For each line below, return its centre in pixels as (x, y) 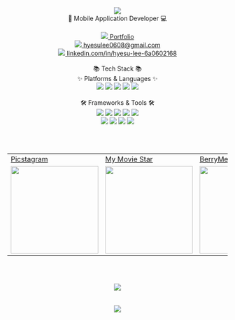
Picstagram (29, 159)
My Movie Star (129, 159)
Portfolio (122, 37)
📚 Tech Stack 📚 (117, 68)
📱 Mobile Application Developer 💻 (117, 18)
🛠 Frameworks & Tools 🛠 (117, 103)
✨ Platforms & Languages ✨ (117, 79)
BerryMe (214, 159)
